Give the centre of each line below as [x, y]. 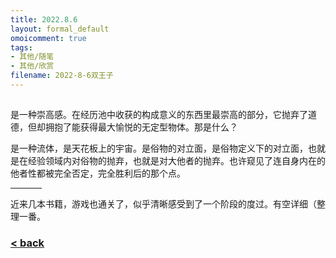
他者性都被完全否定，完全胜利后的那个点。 [98, 173]
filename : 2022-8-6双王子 [62, 76]
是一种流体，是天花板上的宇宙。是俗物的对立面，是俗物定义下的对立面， [159, 148]
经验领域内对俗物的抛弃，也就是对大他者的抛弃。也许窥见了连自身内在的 [176, 160]
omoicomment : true [48, 38]
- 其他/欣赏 [32, 66]
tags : [21, 47]
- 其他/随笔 [32, 57]
